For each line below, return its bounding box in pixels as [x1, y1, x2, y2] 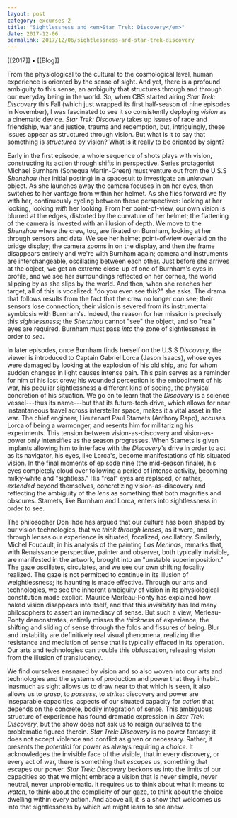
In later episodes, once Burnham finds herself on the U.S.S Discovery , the [7, 346, 222, 354]
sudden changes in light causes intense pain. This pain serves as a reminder [7, 369, 231, 377]
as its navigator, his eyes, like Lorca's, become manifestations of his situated [7, 452, 231, 460]
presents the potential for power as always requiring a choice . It [7, 742, 193, 751]
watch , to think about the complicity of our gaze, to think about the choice [7, 788, 224, 796]
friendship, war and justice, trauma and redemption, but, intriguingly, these [7, 123, 225, 131]
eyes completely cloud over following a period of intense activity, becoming [7, 466, 228, 475]
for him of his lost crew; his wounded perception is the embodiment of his [7, 376, 223, 385]
